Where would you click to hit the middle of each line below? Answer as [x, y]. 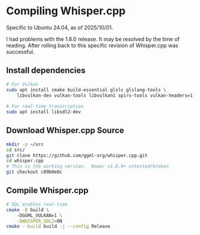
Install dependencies [46, 71]
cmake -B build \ [28, 210]
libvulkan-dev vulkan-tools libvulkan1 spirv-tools [82, 95]
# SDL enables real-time [37, 204]
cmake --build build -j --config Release [58, 227]
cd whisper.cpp [25, 161]
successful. [20, 51]
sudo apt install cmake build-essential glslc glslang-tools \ [86, 90]
